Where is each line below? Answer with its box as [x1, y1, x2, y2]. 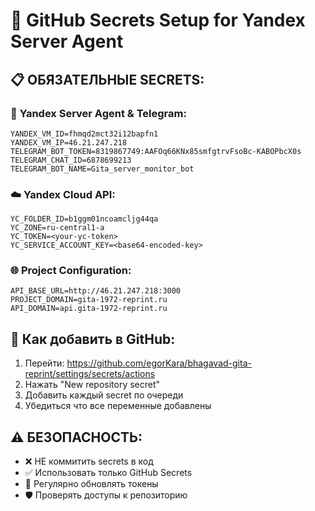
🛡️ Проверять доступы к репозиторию [24, 489, 188, 501]
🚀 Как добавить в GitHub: [10, 330, 176, 348]
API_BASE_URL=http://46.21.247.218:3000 [10, 286, 182, 296]
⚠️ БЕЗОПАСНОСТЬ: [10, 429, 143, 446]
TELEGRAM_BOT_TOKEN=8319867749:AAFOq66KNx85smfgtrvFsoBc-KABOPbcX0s [10, 146, 302, 156]
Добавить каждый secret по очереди [24, 389, 184, 401]
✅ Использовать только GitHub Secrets [24, 467, 193, 479]
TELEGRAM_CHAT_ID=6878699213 [10, 155, 132, 165]
